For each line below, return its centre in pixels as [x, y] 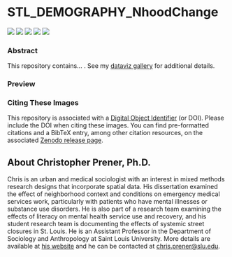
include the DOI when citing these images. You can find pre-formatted [108, 125]
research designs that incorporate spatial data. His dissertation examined [113, 187]
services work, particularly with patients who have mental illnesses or [108, 202]
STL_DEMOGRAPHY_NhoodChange [113, 12]
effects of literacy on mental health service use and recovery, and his [107, 216]
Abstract [23, 50]
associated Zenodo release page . [55, 140]
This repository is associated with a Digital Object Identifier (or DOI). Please [116, 118]
